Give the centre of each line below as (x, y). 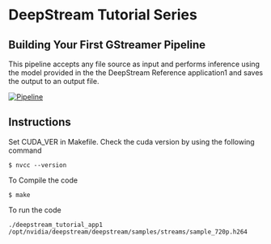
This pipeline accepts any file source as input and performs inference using (134, 64)
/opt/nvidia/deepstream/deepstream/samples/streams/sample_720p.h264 (128, 232)
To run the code (35, 210)
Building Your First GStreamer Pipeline (107, 45)
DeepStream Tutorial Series (103, 15)
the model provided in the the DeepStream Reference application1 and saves (136, 73)
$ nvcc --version (38, 165)
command (25, 150)
